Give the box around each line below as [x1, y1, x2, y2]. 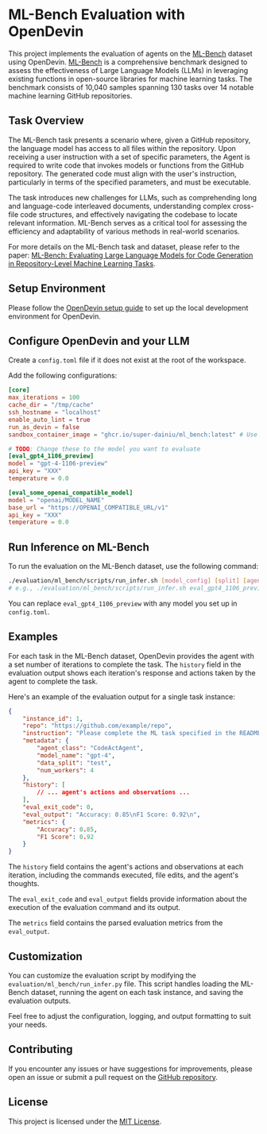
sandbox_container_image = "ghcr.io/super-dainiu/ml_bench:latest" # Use [8, 431, 258, 439]
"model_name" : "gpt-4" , [37, 751, 115, 760]
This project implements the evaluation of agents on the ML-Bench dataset [8, 48, 253, 58]
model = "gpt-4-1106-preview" [8, 459, 109, 468]
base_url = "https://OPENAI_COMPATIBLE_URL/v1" [8, 503, 169, 512]
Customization [8, 950, 83, 963]
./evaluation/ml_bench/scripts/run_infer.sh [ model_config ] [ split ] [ [8, 577, 247, 585]
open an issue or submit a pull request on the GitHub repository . [8, 1072, 219, 1082]
